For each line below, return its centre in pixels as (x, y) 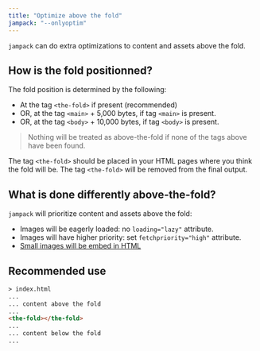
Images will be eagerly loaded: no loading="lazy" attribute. (116, 229)
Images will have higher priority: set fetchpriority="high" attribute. (130, 237)
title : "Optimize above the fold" (66, 15)
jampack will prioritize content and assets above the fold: (100, 214)
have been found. (56, 146)
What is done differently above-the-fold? (112, 194)
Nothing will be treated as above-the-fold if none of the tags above (138, 137)
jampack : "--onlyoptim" (48, 23)
